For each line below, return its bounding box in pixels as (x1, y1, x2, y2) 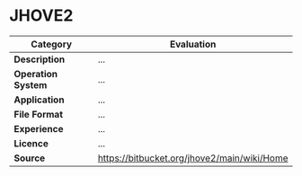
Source (13, 152, 46, 164)
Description (13, 53, 66, 66)
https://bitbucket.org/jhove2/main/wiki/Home (97, 152, 289, 164)
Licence (13, 136, 49, 149)
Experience (13, 122, 64, 135)
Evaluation (169, 38, 217, 50)
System (13, 78, 48, 91)
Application (13, 93, 65, 106)
